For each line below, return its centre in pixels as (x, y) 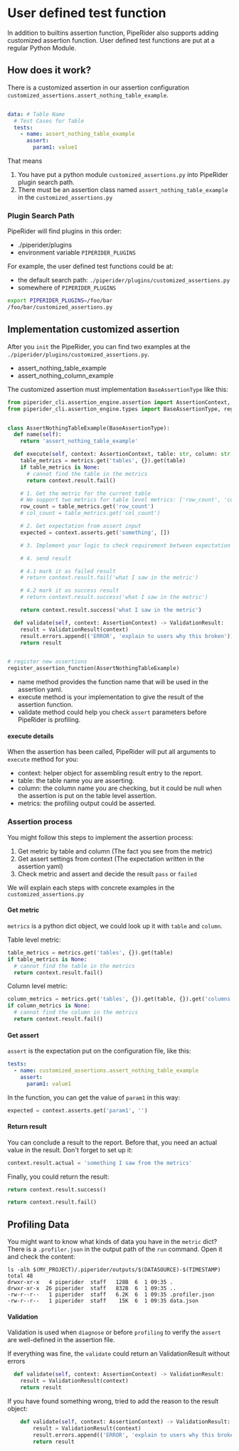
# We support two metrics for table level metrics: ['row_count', (121, 500)
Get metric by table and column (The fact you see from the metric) (115, 851)
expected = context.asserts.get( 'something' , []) (95, 532)
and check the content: (41, 1257)
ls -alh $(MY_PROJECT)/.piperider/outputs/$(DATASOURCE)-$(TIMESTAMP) (114, 1270)
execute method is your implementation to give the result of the (111, 697)
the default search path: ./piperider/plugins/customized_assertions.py (123, 280)
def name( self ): (38, 435)
